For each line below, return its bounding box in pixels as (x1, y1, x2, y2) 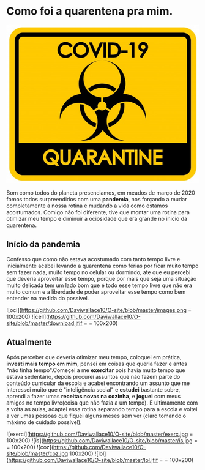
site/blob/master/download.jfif (6, 319, 83, 327)
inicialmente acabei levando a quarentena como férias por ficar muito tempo (6, 262, 199, 269)
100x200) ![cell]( (6, 313, 48, 320)
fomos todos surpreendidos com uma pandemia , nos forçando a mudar (6, 195, 187, 203)
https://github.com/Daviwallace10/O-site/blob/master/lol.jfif (8, 456, 158, 463)
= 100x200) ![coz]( (6, 443, 54, 450)
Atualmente (6, 337, 52, 348)
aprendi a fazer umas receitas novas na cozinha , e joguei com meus (6, 392, 181, 400)
